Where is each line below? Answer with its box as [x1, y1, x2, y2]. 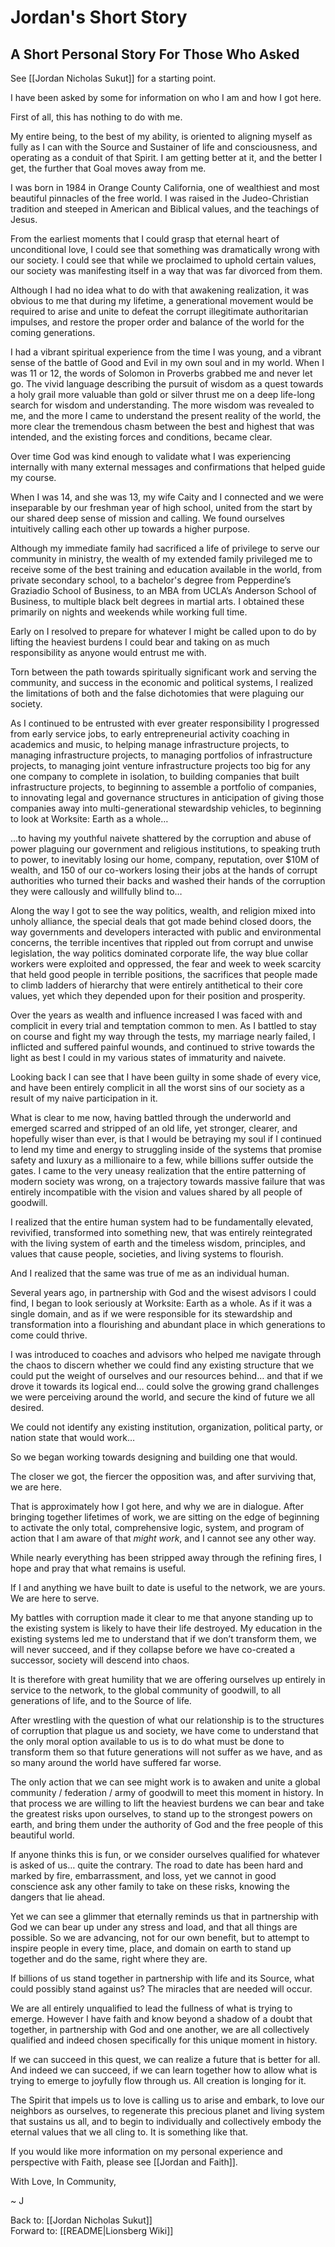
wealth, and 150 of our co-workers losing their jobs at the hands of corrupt [10, 864, 318, 876]
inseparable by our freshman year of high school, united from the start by [10, 502, 313, 513]
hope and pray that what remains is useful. [10, 1562, 187, 1574]
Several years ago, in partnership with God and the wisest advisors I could [10, 1287, 317, 1298]
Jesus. [10, 214, 38, 225]
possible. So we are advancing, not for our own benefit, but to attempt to [10, 1932, 310, 1943]
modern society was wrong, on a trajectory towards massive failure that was [10, 1176, 326, 1187]
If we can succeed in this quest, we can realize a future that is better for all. [10, 2054, 321, 2065]
